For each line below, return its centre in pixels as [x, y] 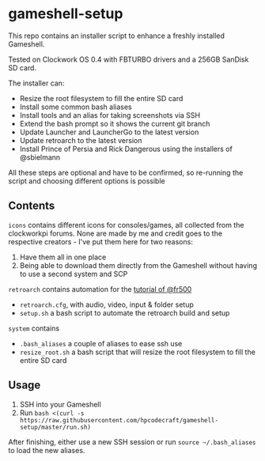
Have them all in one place [63, 257]
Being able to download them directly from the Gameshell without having [138, 265]
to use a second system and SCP [74, 274]
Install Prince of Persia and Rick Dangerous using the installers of [126, 149]
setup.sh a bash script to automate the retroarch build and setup [125, 312]
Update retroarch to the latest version [81, 140]
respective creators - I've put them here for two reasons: [101, 241]
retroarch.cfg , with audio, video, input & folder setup [106, 304]
